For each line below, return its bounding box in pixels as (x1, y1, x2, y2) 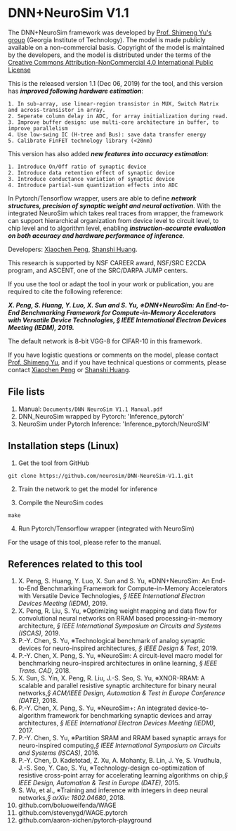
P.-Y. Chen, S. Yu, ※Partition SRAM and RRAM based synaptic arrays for (18, 734, 227, 742)
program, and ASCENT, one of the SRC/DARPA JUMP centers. (8, 266, 188, 274)
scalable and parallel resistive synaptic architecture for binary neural (18, 681, 217, 690)
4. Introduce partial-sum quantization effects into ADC (8, 182, 178, 189)
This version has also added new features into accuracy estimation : (8, 149, 209, 158)
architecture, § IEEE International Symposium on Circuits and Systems (18, 621, 222, 630)
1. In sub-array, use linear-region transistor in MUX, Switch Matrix (8, 100, 219, 107)
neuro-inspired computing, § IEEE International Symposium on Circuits (18, 741, 221, 750)
